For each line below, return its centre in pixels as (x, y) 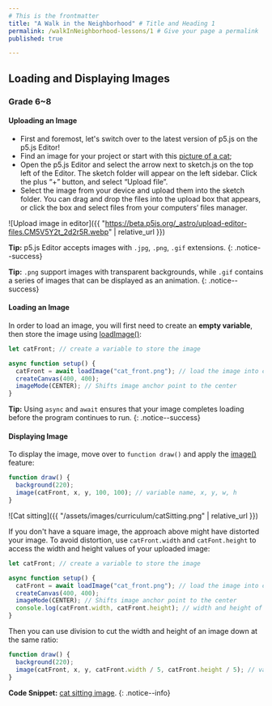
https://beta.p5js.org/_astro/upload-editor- (176, 223)
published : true (36, 38)
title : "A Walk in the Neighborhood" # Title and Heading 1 (112, 23)
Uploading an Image (43, 121)
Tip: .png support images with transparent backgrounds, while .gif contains (136, 271)
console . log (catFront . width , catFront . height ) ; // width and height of (139, 608)
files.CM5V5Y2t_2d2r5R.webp (59, 232)
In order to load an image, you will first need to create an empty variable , (131, 325)
